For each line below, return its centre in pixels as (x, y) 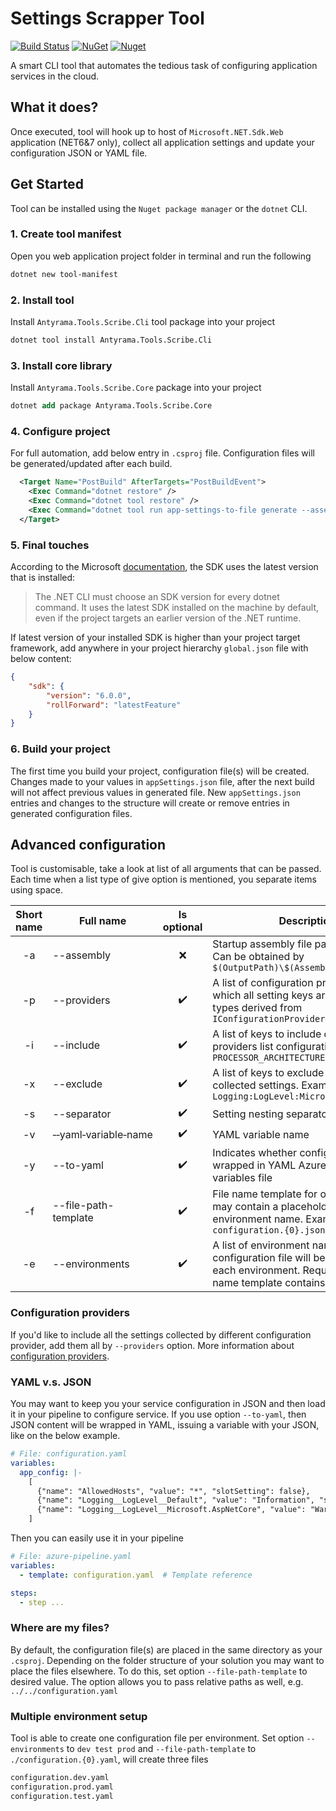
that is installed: (43, 578)
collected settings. (255, 1085)
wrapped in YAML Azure (269, 1165)
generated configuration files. (71, 813)
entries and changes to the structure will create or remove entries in (150, 803)
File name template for (265, 1194)
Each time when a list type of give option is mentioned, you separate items (163, 879)
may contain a (245, 1207)
